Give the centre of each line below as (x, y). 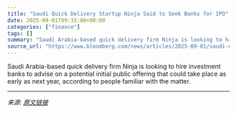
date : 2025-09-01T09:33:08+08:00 (56, 20)
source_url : (25, 46)
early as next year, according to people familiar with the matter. (99, 81)
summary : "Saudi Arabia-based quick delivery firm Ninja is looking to (115, 40)
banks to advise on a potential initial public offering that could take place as (117, 74)
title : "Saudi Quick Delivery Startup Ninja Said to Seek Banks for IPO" (118, 14)
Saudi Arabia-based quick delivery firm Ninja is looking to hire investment (114, 66)
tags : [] (20, 33)
